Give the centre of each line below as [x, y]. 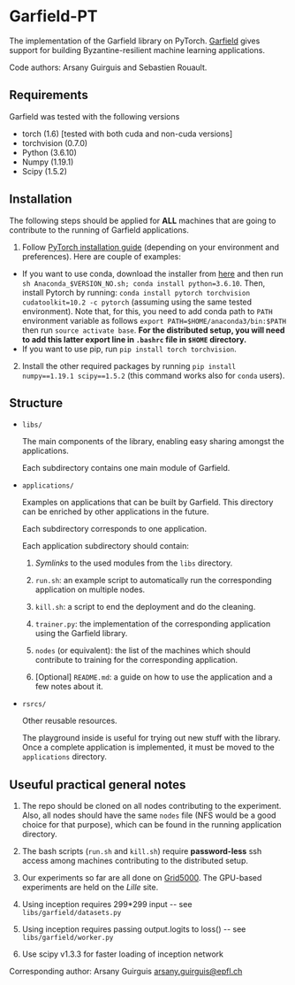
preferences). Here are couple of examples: [101, 256]
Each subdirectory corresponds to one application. [114, 529]
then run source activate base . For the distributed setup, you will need [153, 330]
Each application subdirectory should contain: [106, 546]
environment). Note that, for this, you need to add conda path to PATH [147, 311]
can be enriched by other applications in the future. [115, 512]
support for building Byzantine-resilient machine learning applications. [137, 50]
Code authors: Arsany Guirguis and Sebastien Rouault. [108, 67]
